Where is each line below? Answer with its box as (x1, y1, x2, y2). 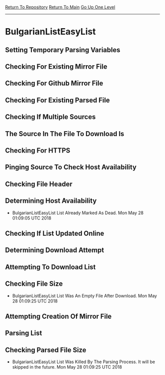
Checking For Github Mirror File (5, 79, 103, 88)
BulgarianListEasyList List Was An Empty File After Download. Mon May (12, 293, 157, 299)
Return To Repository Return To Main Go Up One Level (5, 4, 115, 10)
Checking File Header (5, 180, 73, 188)
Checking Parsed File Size (5, 345, 86, 354)
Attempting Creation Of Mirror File (5, 312, 112, 320)
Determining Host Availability (5, 197, 97, 205)
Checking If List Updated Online (5, 229, 105, 237)
